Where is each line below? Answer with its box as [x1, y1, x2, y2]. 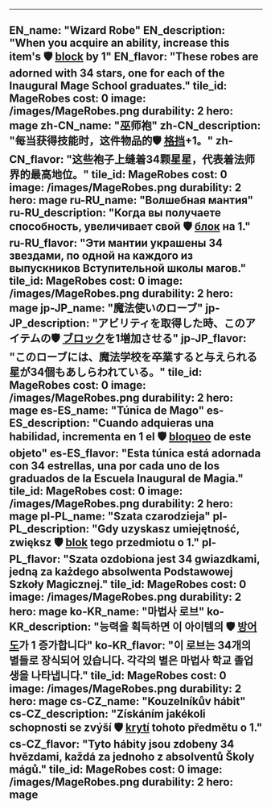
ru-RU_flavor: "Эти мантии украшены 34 [9, 236, 224, 250]
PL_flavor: [9, 553, 61, 566]
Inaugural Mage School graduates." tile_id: [9, 79, 228, 93]
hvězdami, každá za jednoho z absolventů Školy [9, 750, 255, 764]
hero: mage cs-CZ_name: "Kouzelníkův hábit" [9, 694, 246, 708]
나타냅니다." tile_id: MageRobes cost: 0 [31, 669, 227, 682]
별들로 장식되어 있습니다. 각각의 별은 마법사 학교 [9, 654, 232, 668]
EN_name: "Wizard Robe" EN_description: [9, 23, 226, 37]
